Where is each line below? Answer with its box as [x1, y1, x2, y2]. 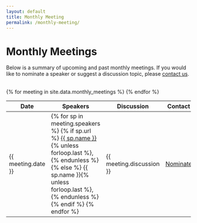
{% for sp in [50, 112, 84, 120]
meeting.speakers [50, 120, 101, 128]
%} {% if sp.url [50, 127, 91, 135]
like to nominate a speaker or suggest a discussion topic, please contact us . [6, 70, 189, 77]
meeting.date [9, 160, 46, 168]
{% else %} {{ [50, 164, 88, 172]
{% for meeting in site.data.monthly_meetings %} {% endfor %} [6, 89, 159, 96]
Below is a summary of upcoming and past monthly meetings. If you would [6, 64, 186, 71]
